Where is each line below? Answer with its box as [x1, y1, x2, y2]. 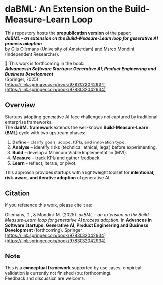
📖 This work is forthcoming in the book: [5, 60, 85, 66]
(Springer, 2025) [5, 76, 39, 82]
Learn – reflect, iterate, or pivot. [12, 160, 77, 166]
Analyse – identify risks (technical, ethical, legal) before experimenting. [12, 144, 157, 150]
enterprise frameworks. [5, 119, 53, 125]
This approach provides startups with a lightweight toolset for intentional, [5, 170, 155, 175]
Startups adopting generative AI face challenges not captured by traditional [5, 114, 158, 120]
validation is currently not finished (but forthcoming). [5, 270, 112, 276]
